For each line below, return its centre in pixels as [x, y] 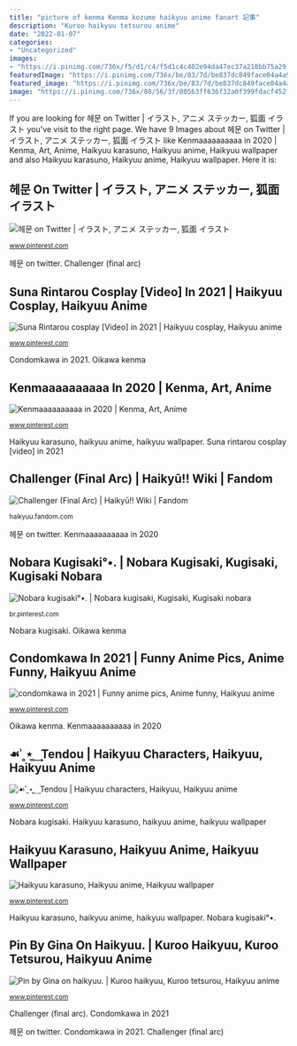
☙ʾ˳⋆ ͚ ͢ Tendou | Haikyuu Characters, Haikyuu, [136, 754]
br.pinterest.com [34, 614]
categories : [31, 42]
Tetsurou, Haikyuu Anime [81, 960]
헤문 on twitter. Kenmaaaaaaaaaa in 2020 [84, 534]
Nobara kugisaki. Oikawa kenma [68, 630]
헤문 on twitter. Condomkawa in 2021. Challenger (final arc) [117, 1031]
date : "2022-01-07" [45, 34]
